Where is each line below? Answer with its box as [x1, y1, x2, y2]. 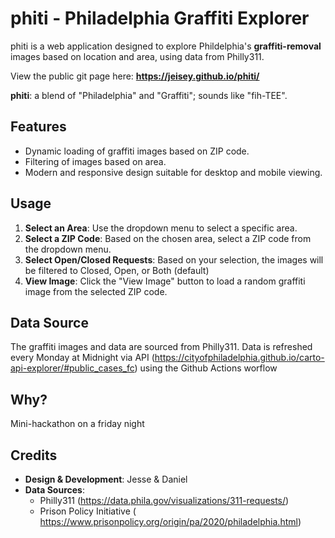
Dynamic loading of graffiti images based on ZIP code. [24, 145, 250, 157]
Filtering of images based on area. [24, 155, 167, 167]
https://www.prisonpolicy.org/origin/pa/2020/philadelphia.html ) [39, 516, 302, 527]
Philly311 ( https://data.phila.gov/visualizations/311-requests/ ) [39, 495, 290, 506]
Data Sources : [24, 484, 85, 496]
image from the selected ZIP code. [24, 285, 168, 297]
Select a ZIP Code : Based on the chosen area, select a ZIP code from [24, 232, 312, 244]
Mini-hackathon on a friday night [10, 418, 145, 430]
